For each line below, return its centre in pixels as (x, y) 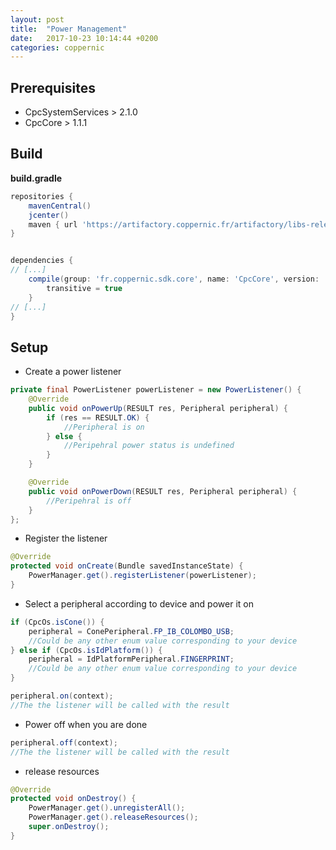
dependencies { (42, 261)
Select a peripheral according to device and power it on (139, 603)
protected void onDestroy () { (73, 799)
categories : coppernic (57, 47)
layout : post (37, 19)
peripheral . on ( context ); (62, 696)
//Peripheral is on (104, 427)
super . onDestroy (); (69, 827)
